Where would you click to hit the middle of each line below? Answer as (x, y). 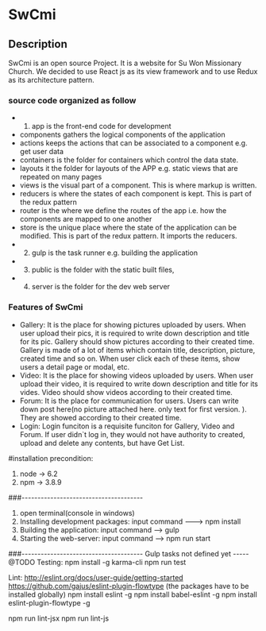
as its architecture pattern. (52, 80)
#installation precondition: (51, 458)
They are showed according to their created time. (100, 417)
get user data (42, 152)
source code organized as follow (72, 100)
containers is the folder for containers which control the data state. (129, 160)
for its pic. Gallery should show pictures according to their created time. (137, 341)
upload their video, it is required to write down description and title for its (139, 384)
